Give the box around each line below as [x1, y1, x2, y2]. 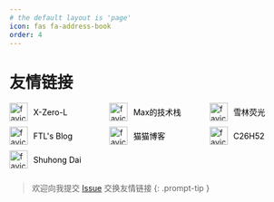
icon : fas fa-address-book [9, 22, 112, 31]
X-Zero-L [33, 106, 68, 118]
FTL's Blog [33, 130, 73, 141]
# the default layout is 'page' [9, 13, 132, 23]
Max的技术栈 [132, 107, 181, 118]
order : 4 [9, 30, 43, 39]
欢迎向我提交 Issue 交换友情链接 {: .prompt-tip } [31, 183, 210, 194]
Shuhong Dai [33, 154, 82, 165]
